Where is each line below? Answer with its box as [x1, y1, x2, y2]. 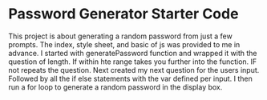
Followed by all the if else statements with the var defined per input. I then [8, 74, 253, 83]
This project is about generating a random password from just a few [8, 31, 233, 41]
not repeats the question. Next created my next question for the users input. [8, 65, 260, 74]
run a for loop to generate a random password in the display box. [8, 82, 223, 92]
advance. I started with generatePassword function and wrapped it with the [8, 48, 257, 58]
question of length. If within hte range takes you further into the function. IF [8, 57, 257, 66]
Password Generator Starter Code [8, 5, 239, 23]
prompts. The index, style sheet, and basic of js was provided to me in [8, 39, 241, 49]
